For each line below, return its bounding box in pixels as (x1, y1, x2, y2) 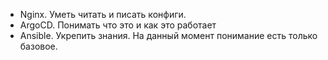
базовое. (19, 40, 58, 52)
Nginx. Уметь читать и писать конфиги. (19, 9, 187, 20)
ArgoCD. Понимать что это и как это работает (19, 19, 217, 31)
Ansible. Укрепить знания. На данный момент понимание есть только (19, 30, 318, 41)
